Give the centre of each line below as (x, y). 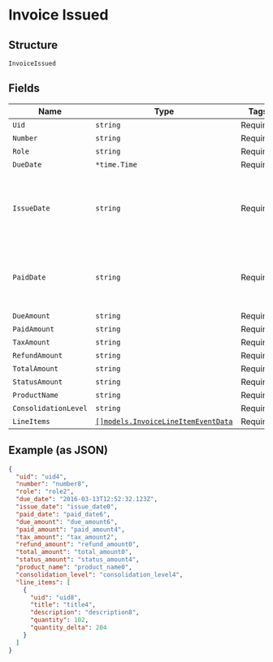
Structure (33, 45)
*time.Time (117, 164)
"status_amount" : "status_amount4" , (78, 560)
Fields (24, 88)
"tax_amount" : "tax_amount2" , (67, 537)
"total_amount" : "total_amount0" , (74, 552)
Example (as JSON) (58, 450)
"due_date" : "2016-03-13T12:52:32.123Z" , (87, 500)
